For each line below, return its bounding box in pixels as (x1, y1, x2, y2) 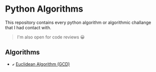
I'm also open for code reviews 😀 (17, 34, 85, 40)
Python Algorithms (5, 3, 83, 15)
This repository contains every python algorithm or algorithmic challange (5, 19, 152, 25)
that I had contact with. (5, 24, 52, 30)
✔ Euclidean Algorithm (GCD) (12, 61, 70, 67)
